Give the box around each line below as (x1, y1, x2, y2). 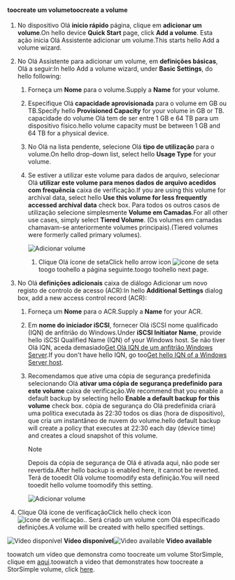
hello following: (17, 72, 62, 81)
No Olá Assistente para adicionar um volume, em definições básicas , (17, 57, 218, 66)
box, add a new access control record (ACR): (17, 294, 147, 302)
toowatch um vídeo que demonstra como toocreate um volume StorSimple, (7, 551, 224, 559)
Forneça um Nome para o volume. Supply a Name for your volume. (27, 86, 220, 94)
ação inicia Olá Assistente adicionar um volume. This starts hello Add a (17, 36, 220, 45)
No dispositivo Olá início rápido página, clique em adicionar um (17, 21, 202, 29)
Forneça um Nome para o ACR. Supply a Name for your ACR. (27, 307, 203, 316)
